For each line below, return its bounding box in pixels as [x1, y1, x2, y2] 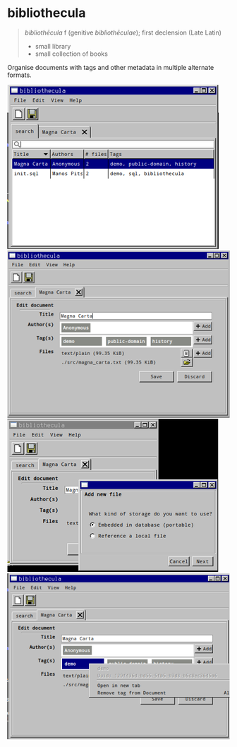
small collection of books [35, 49, 108, 58]
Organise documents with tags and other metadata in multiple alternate [7, 63, 214, 71]
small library [35, 42, 71, 50]
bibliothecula [7, 5, 86, 21]
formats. [7, 71, 32, 79]
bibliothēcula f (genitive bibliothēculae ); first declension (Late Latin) [24, 28, 222, 37]
